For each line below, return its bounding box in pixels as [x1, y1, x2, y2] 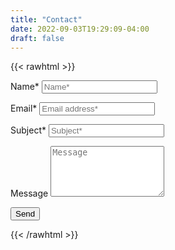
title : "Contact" [10, 14, 83, 25]
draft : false [10, 33, 65, 43]
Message [10, 187, 49, 200]
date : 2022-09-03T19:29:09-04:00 [10, 24, 150, 34]
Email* [10, 102, 38, 115]
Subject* [10, 124, 47, 136]
